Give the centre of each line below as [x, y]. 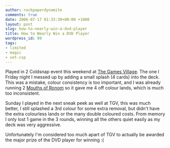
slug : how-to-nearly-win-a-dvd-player [46, 29]
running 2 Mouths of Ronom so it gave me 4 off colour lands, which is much [84, 88]
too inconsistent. [23, 93]
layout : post [19, 24]
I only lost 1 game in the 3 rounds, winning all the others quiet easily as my [83, 120]
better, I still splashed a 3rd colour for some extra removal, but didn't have [82, 109]
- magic [13, 52]
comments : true [21, 15]
